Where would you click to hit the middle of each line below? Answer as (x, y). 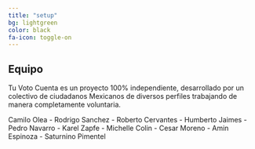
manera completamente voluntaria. (65, 105)
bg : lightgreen (33, 23)
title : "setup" (33, 15)
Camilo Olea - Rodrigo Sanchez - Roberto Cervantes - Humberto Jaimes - (127, 120)
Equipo (25, 69)
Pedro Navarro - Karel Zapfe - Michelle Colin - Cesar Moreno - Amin (118, 128)
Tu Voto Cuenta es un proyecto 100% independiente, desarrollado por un (126, 88)
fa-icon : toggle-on (40, 37)
